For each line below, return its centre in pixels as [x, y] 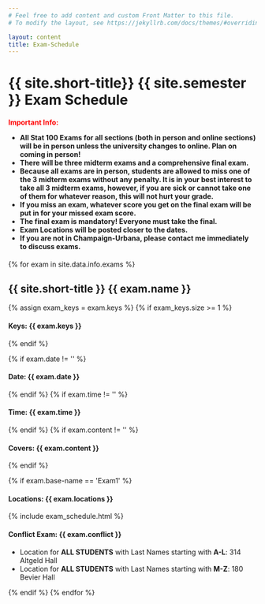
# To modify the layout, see [56, 23]
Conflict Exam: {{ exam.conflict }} [65, 535]
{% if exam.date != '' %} [47, 359]
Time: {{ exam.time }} [45, 412]
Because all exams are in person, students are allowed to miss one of [135, 171]
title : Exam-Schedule [44, 44]
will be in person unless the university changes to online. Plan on [128, 146]
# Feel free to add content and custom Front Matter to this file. [121, 15]
